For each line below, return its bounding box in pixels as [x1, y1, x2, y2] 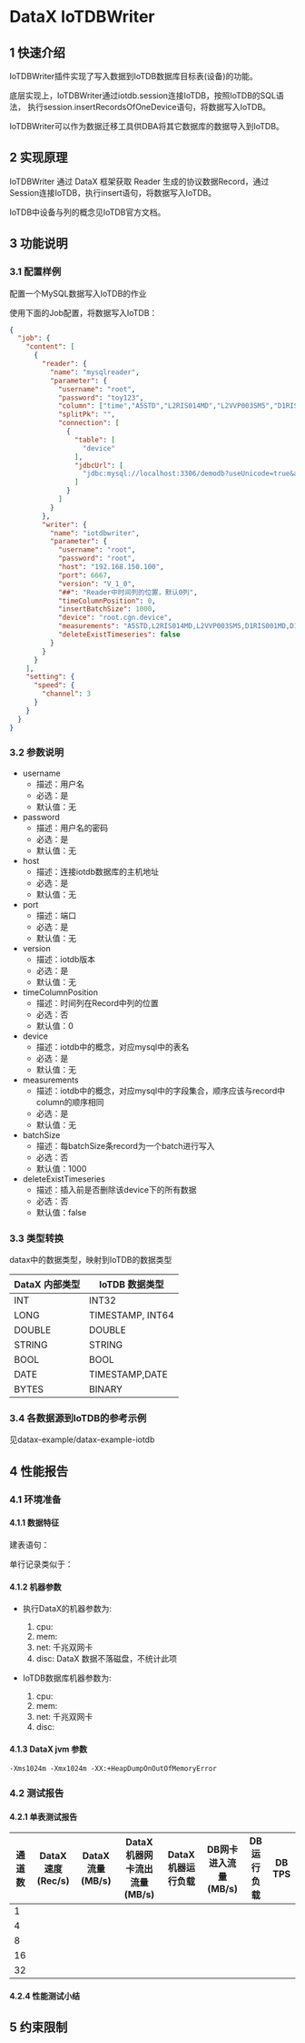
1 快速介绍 [9, 45, 66, 60]
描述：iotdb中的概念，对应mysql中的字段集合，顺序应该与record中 [35, 1085, 286, 1096]
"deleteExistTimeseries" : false [57, 630, 181, 639]
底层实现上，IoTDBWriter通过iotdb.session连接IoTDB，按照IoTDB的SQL [9, 90, 277, 101]
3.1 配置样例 [9, 266, 62, 279]
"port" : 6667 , [57, 571, 112, 580]
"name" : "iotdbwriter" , [49, 528, 141, 538]
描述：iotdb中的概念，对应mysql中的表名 [35, 1041, 190, 1052]
